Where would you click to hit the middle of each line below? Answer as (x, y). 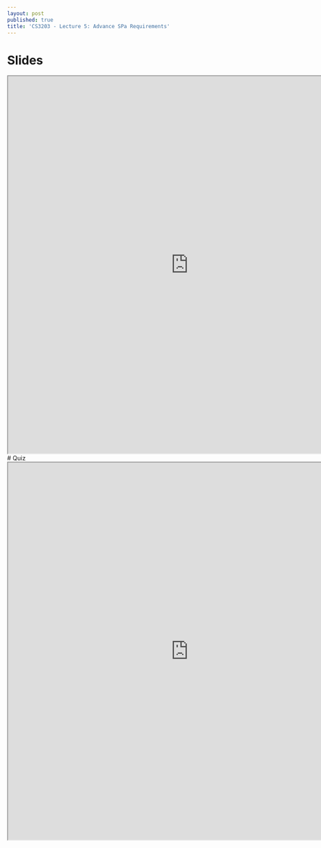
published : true (30, 20)
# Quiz (16, 458)
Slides (25, 60)
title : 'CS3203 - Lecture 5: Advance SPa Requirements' (88, 26)
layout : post (26, 13)
